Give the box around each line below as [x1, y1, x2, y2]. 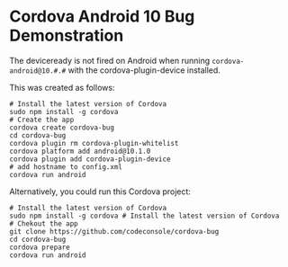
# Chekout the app [9, 218, 78, 228]
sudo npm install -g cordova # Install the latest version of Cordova [9, 211, 280, 220]
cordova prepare [9, 243, 70, 252]
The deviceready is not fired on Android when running [9, 55, 211, 66]
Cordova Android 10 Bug [9, 6, 195, 27]
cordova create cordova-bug [9, 123, 115, 132]
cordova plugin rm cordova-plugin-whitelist [9, 138, 179, 147]
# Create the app [9, 115, 75, 124]
